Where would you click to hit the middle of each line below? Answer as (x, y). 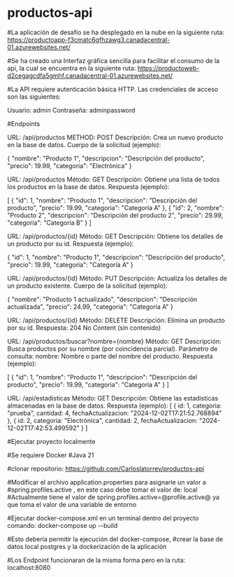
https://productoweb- (168, 68)
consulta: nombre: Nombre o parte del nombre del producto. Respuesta (110, 356)
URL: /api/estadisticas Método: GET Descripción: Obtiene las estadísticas (113, 398)
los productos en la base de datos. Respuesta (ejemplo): (88, 186)
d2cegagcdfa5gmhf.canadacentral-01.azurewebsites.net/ (90, 76)
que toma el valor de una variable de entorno (72, 504)
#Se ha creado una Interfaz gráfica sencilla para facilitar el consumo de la (114, 60)
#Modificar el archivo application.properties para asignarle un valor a (107, 482)
